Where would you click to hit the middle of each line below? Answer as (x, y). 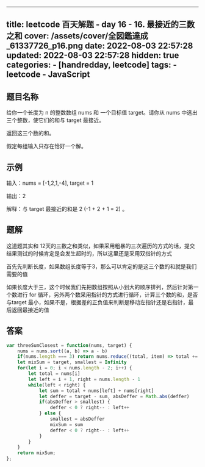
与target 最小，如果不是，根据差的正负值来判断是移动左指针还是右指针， (97, 302)
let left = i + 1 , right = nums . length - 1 (84, 379)
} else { (50, 413)
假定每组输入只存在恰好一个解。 (46, 146)
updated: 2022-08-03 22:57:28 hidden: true (93, 55)
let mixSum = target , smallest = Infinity (72, 362)
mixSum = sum (67, 424)
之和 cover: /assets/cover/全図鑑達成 (77, 36)
